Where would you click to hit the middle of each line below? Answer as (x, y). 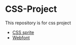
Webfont (21, 38)
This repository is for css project (38, 23)
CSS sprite (23, 32)
